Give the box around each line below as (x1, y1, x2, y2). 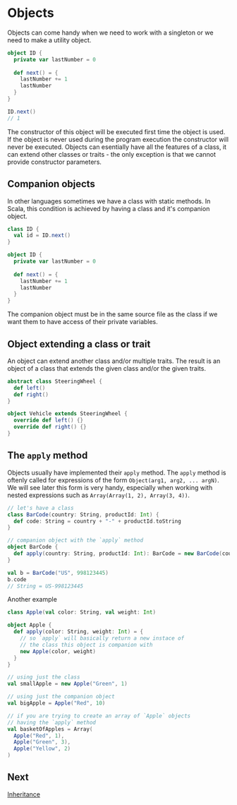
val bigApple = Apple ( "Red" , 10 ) (7, 700, 106, 707)
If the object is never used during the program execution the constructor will (7, 135, 229, 143)
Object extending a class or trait (7, 338, 151, 350)
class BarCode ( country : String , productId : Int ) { (7, 511, 159, 518)
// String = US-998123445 (7, 583, 83, 590)
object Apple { (7, 621, 52, 629)
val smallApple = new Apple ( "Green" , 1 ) (7, 680, 128, 688)
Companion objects (7, 178, 95, 190)
